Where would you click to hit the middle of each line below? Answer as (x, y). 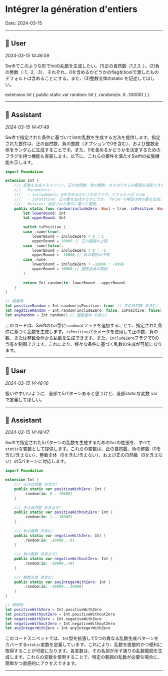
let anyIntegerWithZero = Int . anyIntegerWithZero (58, 628)
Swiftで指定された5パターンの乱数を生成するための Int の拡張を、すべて (78, 443)
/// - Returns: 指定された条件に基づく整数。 (57, 204)
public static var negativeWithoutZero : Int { (63, 559)
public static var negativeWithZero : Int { (60, 536)
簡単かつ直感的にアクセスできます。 (42, 664)
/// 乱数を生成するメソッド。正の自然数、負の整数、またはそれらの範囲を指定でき (87, 185)
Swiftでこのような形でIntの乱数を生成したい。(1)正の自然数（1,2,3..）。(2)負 (82, 65)
